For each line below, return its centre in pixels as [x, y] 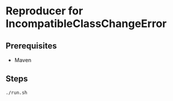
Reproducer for [44, 11]
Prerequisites [31, 46]
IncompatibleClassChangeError [86, 24]
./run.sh [17, 93]
